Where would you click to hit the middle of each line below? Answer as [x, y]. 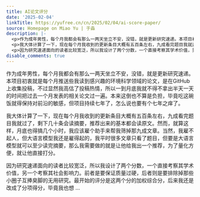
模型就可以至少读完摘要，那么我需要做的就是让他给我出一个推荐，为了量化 [97, 145]
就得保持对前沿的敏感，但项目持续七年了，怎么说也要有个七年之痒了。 [97, 103]
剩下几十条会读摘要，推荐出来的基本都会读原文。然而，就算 [110, 123]
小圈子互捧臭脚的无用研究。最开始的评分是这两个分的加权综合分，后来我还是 [100, 180]
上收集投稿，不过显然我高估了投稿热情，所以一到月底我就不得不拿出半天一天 [100, 88]
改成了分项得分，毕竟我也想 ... [43, 188]
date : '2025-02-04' [30, 17]
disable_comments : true [36, 56]
